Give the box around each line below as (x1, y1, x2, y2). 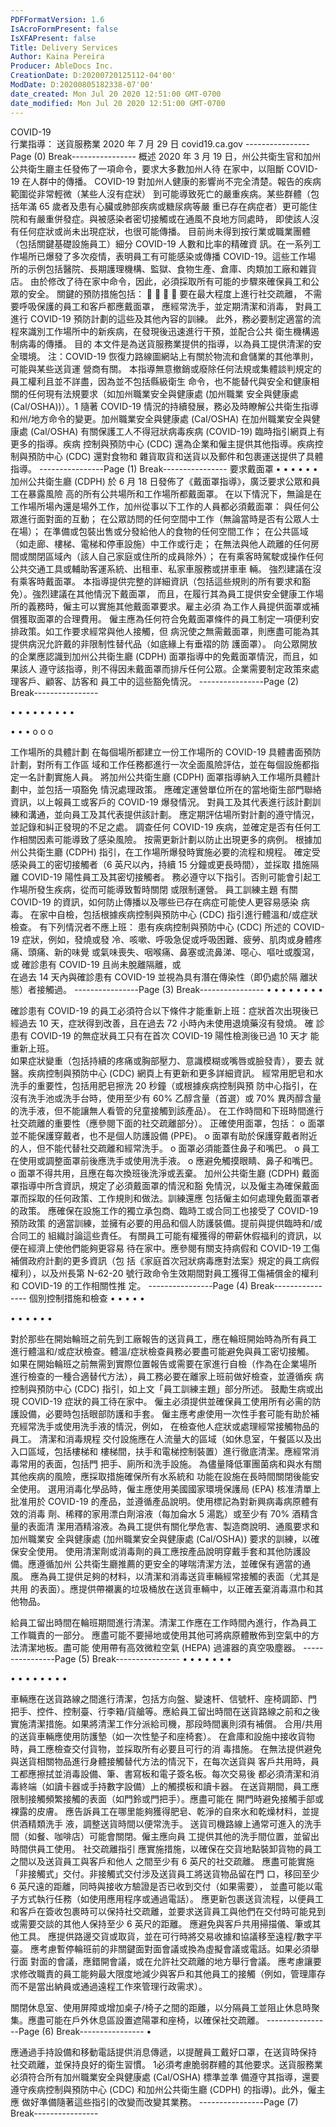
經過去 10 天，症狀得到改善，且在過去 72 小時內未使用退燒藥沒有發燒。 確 (10, 1017, 314, 1029)
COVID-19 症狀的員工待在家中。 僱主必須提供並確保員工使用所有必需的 (21, 1395, 313, 1407)
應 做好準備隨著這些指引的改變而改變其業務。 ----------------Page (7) (10, 2096, 299, 2108)
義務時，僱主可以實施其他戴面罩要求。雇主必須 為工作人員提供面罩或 (27, 600, 311, 612)
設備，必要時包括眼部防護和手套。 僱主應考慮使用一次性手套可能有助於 (18, 1407, 311, 1420)
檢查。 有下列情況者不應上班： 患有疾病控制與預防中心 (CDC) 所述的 (10, 921, 292, 933)
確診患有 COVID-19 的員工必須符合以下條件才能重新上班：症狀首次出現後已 (10, 1004, 319, 1016)
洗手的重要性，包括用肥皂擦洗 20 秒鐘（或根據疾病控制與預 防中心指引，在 (10, 1079, 318, 1091)
